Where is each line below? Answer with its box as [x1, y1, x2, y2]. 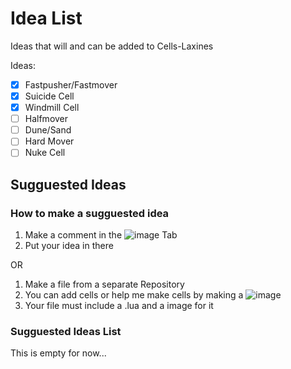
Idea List [10, 7, 83, 30]
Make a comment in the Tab [24, 229, 178, 241]
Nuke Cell [24, 147, 66, 159]
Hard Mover [24, 135, 75, 147]
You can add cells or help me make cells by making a [24, 289, 244, 301]
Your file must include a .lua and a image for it [24, 300, 214, 312]
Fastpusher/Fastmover [24, 78, 118, 91]
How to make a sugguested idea [10, 206, 170, 220]
